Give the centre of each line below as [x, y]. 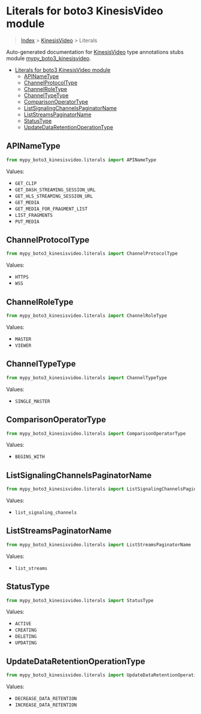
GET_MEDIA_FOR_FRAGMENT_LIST [51, 209]
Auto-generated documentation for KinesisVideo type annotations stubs [95, 52]
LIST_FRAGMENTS [34, 215]
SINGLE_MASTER [32, 401]
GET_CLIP [26, 183]
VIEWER [23, 346]
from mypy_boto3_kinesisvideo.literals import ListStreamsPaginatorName [99, 544]
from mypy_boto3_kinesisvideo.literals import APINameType [81, 160]
